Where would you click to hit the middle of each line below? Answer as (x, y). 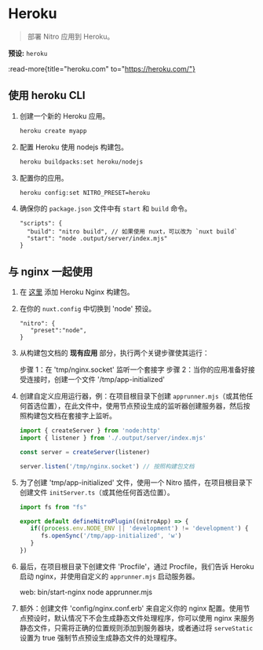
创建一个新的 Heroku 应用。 (64, 116)
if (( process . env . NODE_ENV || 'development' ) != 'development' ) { (139, 529)
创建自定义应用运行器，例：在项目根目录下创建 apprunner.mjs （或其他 (133, 396)
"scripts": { (41, 224)
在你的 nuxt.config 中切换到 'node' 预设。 (87, 309)
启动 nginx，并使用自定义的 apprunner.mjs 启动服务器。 (109, 576)
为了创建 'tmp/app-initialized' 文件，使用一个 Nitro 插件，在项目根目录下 (136, 482)
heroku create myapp (53, 130)
